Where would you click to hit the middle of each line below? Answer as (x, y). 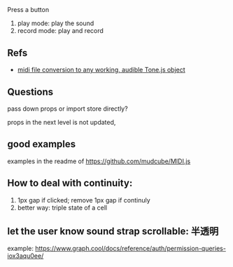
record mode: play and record (60, 31)
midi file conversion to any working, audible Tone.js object (101, 70)
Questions (30, 91)
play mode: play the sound (56, 23)
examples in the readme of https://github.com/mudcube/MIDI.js (99, 161)
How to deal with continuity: (70, 183)
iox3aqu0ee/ (26, 256)
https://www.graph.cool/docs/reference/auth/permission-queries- (130, 249)
